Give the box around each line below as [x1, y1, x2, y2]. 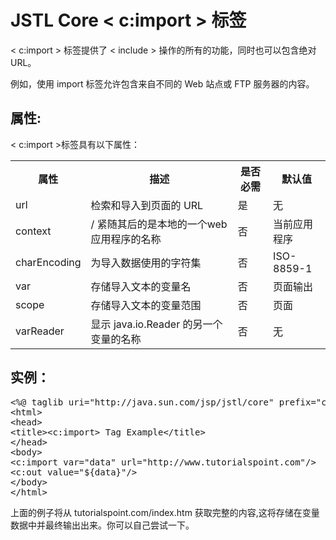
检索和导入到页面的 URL [90, 198, 204, 212]
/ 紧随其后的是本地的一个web [90, 217, 228, 231]
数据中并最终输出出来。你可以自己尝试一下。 [10, 519, 195, 531]
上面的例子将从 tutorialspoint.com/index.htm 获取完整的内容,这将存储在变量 [10, 506, 320, 518]
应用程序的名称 [90, 232, 162, 246]
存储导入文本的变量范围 [90, 298, 202, 312]
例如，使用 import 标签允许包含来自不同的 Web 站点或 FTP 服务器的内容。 [10, 77, 315, 90]
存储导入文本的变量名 [90, 279, 192, 293]
